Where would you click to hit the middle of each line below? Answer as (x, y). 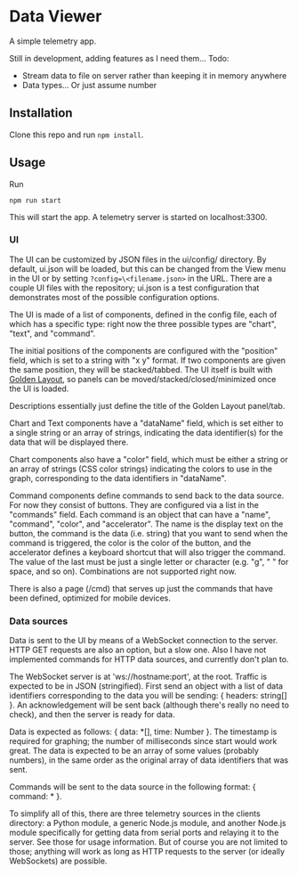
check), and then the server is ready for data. (92, 715)
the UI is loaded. (39, 388)
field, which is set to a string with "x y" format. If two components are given (148, 360)
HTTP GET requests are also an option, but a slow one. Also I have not (138, 650)
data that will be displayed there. (69, 442)
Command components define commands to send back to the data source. (147, 495)
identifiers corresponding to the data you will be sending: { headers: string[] (148, 696)
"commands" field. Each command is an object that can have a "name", (140, 514)
